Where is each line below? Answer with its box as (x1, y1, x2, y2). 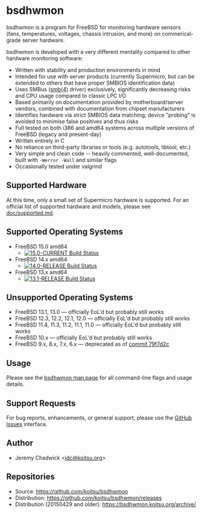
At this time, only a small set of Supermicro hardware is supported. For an (6, 196, 189, 203)
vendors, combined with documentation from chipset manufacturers (14, 105, 185, 112)
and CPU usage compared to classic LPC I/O (14, 92, 127, 99)
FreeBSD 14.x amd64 (14, 255, 68, 263)
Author (6, 438, 33, 448)
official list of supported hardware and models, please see (6, 203, 151, 210)
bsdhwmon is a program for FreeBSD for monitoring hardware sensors (6, 24, 181, 31)
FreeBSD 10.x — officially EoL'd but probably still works (14, 334, 153, 342)
